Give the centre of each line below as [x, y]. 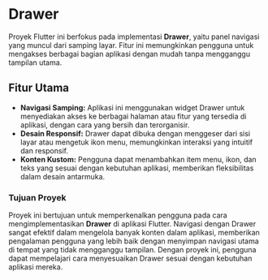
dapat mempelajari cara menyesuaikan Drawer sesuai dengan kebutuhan [130, 258]
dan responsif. [44, 150]
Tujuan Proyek [37, 197]
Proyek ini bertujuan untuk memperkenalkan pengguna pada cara [118, 215]
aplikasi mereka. [36, 267]
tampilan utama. [35, 62]
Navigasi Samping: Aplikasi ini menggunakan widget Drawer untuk [132, 107]
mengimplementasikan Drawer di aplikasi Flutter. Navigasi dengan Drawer [132, 224]
